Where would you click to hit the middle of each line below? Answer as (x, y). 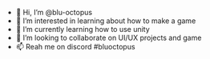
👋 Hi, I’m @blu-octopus (54, 12)
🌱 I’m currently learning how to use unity (83, 29)
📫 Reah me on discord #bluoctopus (75, 47)
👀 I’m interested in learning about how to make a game (106, 21)
